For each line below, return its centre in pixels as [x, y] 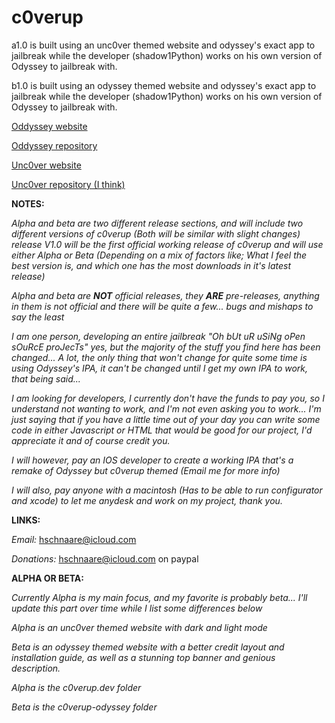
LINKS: [26, 520]
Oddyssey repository [54, 145]
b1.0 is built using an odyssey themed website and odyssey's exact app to [164, 85]
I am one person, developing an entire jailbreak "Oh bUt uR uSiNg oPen [158, 336]
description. [36, 668]
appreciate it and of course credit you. [91, 440]
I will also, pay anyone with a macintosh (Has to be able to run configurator [167, 490]
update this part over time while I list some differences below [137, 608]
